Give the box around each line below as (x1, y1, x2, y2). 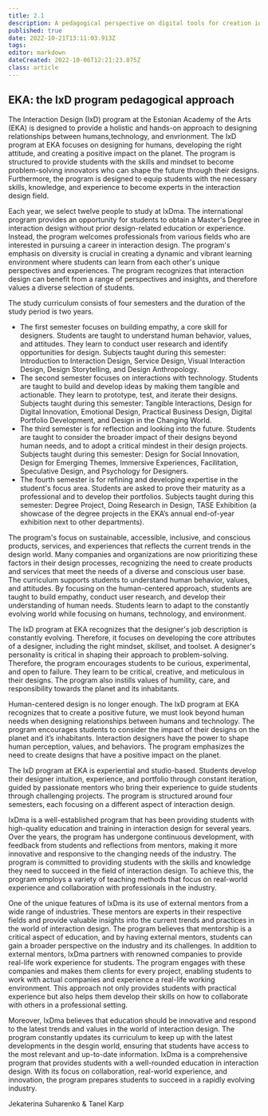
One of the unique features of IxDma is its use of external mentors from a (8, 898, 249, 908)
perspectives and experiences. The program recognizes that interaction (8, 265, 245, 275)
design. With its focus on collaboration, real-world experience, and (8, 1067, 227, 1076)
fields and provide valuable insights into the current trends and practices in (8, 915, 255, 924)
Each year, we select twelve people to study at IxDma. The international (8, 206, 243, 216)
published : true (8, 26, 62, 34)
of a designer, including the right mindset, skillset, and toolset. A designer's (8, 641, 256, 651)
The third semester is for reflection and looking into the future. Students (19, 424, 257, 433)
